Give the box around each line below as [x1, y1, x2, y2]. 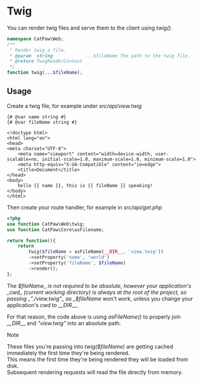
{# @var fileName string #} [7, 119, 78, 125]
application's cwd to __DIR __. [7, 301, 79, 308]
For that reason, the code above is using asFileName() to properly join [7, 313, 181, 320]
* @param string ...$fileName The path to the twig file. [9, 53, 191, 59]
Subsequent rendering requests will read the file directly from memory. [7, 368, 183, 375]
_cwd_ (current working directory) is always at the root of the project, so [7, 288, 187, 296]
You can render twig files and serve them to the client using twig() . [7, 24, 172, 31]
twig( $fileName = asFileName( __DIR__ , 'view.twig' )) [28, 249, 164, 255]
